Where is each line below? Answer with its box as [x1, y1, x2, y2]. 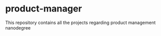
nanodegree [5, 24, 31, 30]
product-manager [5, 3, 82, 14]
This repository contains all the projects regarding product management [5, 19, 156, 25]
